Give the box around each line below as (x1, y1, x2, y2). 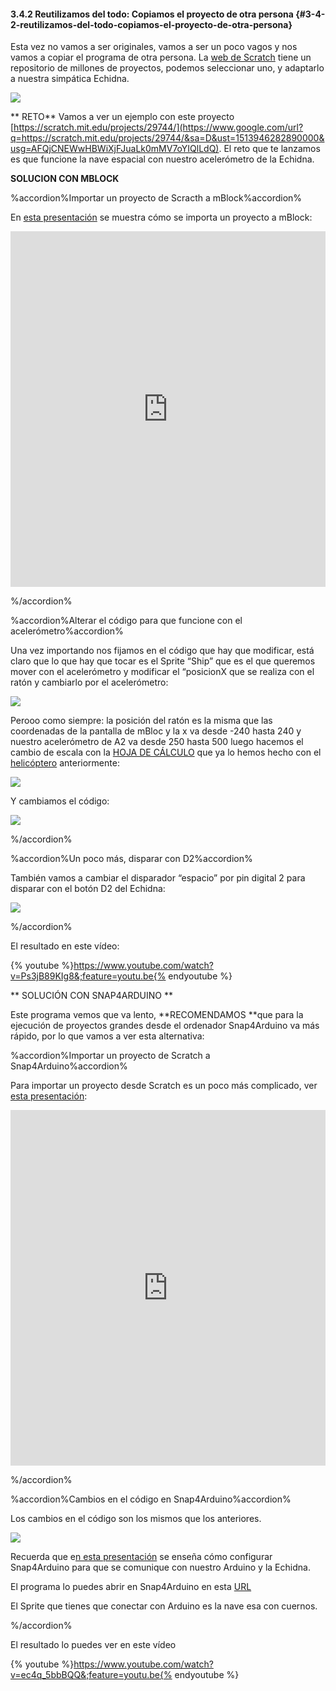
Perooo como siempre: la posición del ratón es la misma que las (10, 715, 273, 727)
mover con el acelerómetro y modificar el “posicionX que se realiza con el (10, 666, 315, 678)
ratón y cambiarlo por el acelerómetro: (10, 676, 169, 689)
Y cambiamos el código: (10, 795, 110, 807)
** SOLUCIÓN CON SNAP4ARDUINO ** (10, 990, 173, 1002)
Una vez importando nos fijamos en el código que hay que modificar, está (10, 645, 315, 657)
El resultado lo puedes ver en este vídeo (10, 1639, 177, 1651)
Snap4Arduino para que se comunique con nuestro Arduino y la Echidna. (10, 1561, 311, 1574)
